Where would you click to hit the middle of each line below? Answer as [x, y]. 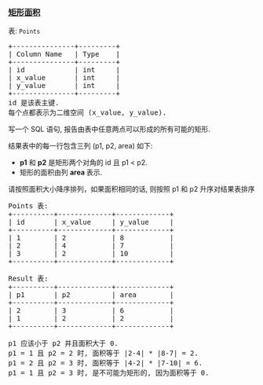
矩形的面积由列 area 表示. [61, 172]
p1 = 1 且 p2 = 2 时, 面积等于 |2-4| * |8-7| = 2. [103, 354]
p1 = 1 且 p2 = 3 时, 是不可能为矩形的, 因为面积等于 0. [109, 373]
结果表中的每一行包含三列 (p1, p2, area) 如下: [80, 146]
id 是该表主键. [34, 103]
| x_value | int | [64, 78]
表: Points [24, 31]
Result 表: [28, 279]
